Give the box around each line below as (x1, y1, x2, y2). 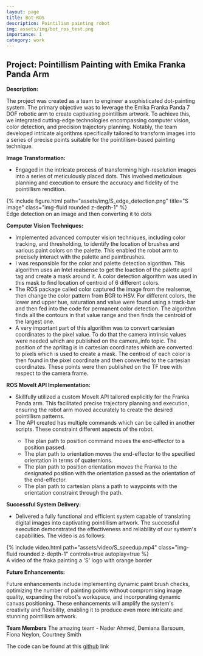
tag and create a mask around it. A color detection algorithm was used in (15, 272, 198, 280)
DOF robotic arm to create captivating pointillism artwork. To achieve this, (6, 110, 191, 117)
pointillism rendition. (15, 185, 66, 192)
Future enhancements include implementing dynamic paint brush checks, (6, 580, 190, 587)
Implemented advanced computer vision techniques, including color (15, 234, 186, 241)
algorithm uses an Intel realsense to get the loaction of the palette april (15, 266, 193, 273)
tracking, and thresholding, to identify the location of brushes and (15, 240, 180, 247)
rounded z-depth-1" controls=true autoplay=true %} (18, 550, 149, 557)
